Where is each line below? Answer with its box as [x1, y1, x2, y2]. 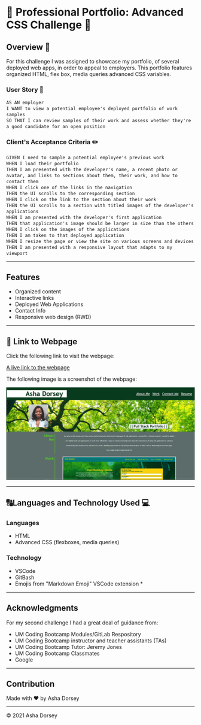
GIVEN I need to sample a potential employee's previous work [6, 154, 165, 160]
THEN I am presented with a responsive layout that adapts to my [6, 244, 172, 250]
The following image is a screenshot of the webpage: [6, 375, 138, 383]
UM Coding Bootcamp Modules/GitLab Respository [14, 630, 142, 638]
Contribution [6, 679, 55, 689]
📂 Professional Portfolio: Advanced [6, 5, 184, 19]
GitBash [14, 574, 35, 581]
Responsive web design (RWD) [14, 314, 92, 321]
